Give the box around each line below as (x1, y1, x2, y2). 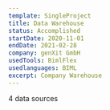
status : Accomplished (8, 26, 81, 35)
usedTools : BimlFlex (8, 57, 78, 65)
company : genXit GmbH (8, 49, 81, 57)
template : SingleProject (8, 11, 92, 20)
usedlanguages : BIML (8, 64, 78, 72)
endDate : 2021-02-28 (8, 42, 78, 50)
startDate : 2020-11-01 (8, 34, 84, 43)
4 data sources (8, 93, 59, 103)
